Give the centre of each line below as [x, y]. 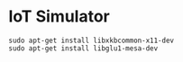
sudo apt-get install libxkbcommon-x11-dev [91, 40]
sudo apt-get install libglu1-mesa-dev [83, 48]
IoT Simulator [59, 17]
